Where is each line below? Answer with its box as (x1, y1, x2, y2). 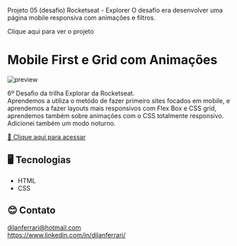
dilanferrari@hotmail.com (7, 223, 81, 232)
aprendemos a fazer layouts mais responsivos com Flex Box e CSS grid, (7, 104, 217, 112)
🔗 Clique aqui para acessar (7, 132, 86, 141)
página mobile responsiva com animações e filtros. (7, 13, 156, 22)
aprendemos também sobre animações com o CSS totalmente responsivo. (7, 111, 224, 119)
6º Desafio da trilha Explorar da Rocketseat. (7, 88, 135, 98)
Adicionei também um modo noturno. (7, 119, 116, 127)
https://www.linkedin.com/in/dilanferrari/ (7, 230, 126, 239)
